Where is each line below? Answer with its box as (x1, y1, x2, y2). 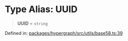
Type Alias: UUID (5, 4, 78, 15)
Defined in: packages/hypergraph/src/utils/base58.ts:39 (5, 30, 123, 36)
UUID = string (17, 20, 48, 26)
